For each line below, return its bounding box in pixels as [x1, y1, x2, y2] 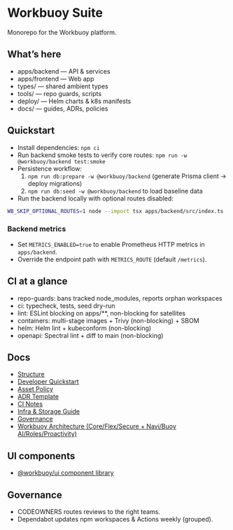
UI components [7, 450, 76, 462]
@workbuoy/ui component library [17, 468, 114, 477]
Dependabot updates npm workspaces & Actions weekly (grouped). [17, 515, 213, 523]
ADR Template [17, 393, 59, 401]
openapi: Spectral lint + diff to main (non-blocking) [17, 331, 164, 339]
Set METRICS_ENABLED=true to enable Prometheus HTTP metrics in [17, 240, 205, 248]
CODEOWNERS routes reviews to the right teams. [17, 507, 161, 516]
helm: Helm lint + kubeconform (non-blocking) [17, 324, 152, 332]
